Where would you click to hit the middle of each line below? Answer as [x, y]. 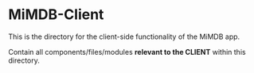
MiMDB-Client [56, 15]
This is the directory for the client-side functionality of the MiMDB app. [124, 36]
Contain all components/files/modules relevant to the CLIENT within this [127, 52]
